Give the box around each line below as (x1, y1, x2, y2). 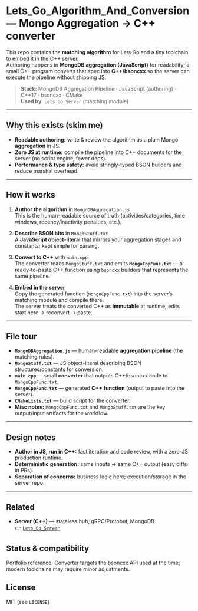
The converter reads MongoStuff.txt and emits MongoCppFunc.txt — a (14, 259, 183, 267)
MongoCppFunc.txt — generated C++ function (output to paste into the (14, 385, 185, 392)
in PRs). (14, 467, 34, 474)
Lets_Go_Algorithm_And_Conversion (6, 4, 190, 18)
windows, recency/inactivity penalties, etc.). (14, 218, 122, 225)
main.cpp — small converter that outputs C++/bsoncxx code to (14, 372, 168, 379)
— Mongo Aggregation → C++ (6, 17, 156, 30)
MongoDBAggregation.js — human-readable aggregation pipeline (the (14, 347, 183, 354)
